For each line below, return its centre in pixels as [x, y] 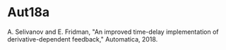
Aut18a [29, 12]
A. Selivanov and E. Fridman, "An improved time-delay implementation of [113, 32]
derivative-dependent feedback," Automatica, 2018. [83, 39]
